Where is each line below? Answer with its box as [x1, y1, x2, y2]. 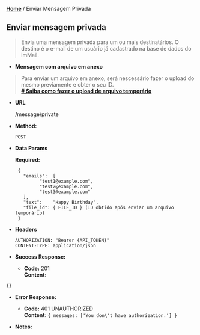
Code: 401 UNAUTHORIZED [23, 305, 93, 312]
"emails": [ [23, 173, 56, 179]
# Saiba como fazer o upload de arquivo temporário [20, 87, 152, 94]
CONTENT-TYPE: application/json [14, 242, 96, 248]
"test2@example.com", [39, 183, 94, 189]
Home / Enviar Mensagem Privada [6, 5, 91, 12]
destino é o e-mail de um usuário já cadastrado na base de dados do [20, 45, 192, 52]
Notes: [14, 323, 32, 330]
